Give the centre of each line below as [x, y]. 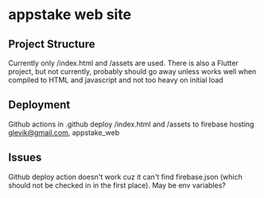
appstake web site [70, 15]
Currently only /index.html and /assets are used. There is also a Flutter [123, 63]
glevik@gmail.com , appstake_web [64, 132]
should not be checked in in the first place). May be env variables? [117, 185]
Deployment [39, 105]
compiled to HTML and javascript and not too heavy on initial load [116, 80]
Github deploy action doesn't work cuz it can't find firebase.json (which [125, 177]
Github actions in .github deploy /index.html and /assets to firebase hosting [131, 124]
